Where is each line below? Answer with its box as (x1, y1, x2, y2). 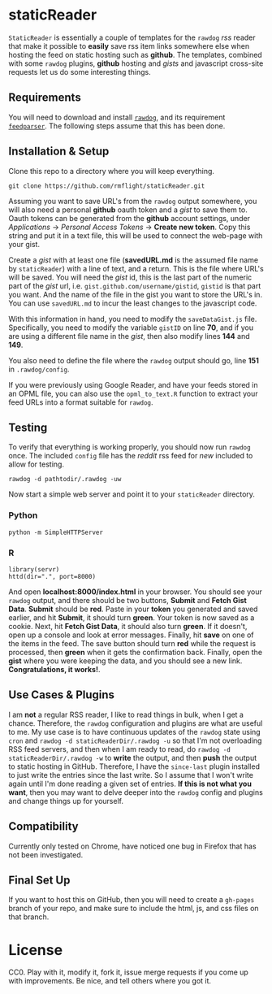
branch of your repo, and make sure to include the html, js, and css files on (8, 904, 259, 914)
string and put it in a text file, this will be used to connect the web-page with (8, 230, 263, 241)
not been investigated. (8, 849, 84, 859)
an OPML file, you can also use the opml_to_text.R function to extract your (8, 388, 258, 398)
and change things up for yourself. (8, 796, 124, 805)
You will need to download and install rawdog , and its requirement (8, 112, 226, 122)
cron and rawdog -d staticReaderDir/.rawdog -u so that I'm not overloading (8, 736, 262, 745)
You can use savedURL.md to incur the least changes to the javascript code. (8, 298, 257, 308)
